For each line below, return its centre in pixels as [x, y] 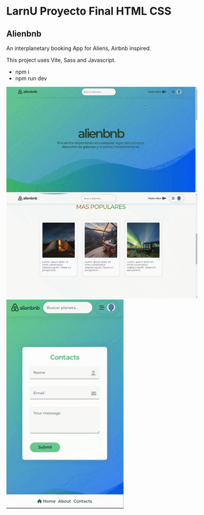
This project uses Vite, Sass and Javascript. [61, 60]
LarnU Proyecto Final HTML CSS [89, 11]
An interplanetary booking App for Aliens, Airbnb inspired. [79, 48]
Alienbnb [24, 34]
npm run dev [31, 78]
